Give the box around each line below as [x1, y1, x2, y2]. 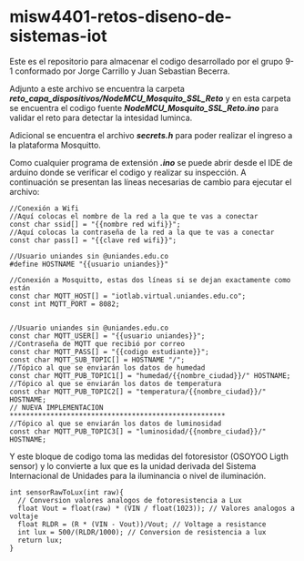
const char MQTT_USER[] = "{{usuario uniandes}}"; [9, 331, 206, 341]
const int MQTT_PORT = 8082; [9, 299, 120, 309]
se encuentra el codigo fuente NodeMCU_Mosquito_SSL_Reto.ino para [9, 102, 279, 113]
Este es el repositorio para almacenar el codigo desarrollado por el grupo [9, 56, 284, 66]
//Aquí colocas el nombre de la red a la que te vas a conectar [9, 211, 258, 220]
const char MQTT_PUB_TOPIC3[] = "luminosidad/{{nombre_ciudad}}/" [9, 426, 267, 436]
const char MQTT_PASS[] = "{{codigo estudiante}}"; [9, 347, 209, 356]
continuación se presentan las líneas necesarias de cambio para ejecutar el [9, 176, 292, 188]
